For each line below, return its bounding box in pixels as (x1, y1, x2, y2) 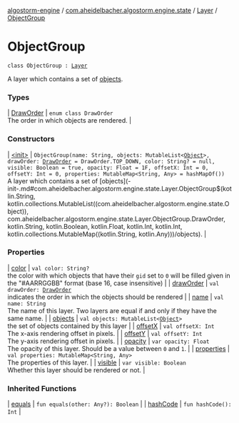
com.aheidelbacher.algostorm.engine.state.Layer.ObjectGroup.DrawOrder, (7, 214, 226, 223)
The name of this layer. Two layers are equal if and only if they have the (7, 306, 218, 315)
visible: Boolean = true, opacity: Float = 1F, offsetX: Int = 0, (7, 164, 209, 171)
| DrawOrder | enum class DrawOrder (7, 108, 113, 117)
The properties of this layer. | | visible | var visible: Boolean (7, 358, 187, 367)
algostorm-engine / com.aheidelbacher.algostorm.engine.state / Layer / (7, 6, 218, 14)
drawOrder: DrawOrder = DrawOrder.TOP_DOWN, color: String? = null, (7, 158, 215, 165)
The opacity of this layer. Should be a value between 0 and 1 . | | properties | (7, 344, 230, 352)
